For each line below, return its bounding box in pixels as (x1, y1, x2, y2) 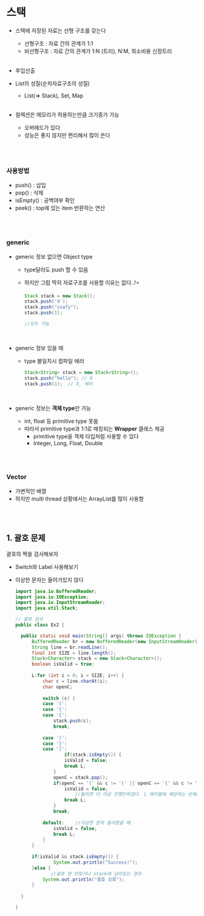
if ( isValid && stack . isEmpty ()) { (31, 854, 119, 860)
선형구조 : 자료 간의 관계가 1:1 (24, 40, 93, 47)
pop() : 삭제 (15, 189, 44, 197)
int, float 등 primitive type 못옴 (24, 417, 98, 425)
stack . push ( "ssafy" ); (24, 304, 79, 311)
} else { (31, 865, 51, 871)
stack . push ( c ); (53, 718, 92, 724)
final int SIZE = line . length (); (31, 650, 117, 656)
